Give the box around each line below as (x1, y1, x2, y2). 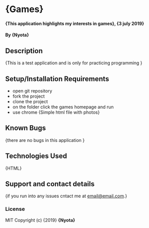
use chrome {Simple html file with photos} (12, 109, 100, 115)
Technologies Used (5, 152, 67, 161)
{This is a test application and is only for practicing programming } (5, 60, 142, 66)
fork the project (12, 93, 45, 99)
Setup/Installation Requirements (5, 74, 109, 83)
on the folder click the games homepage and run (12, 104, 114, 110)
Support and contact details (5, 180, 95, 188)
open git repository (12, 88, 52, 94)
